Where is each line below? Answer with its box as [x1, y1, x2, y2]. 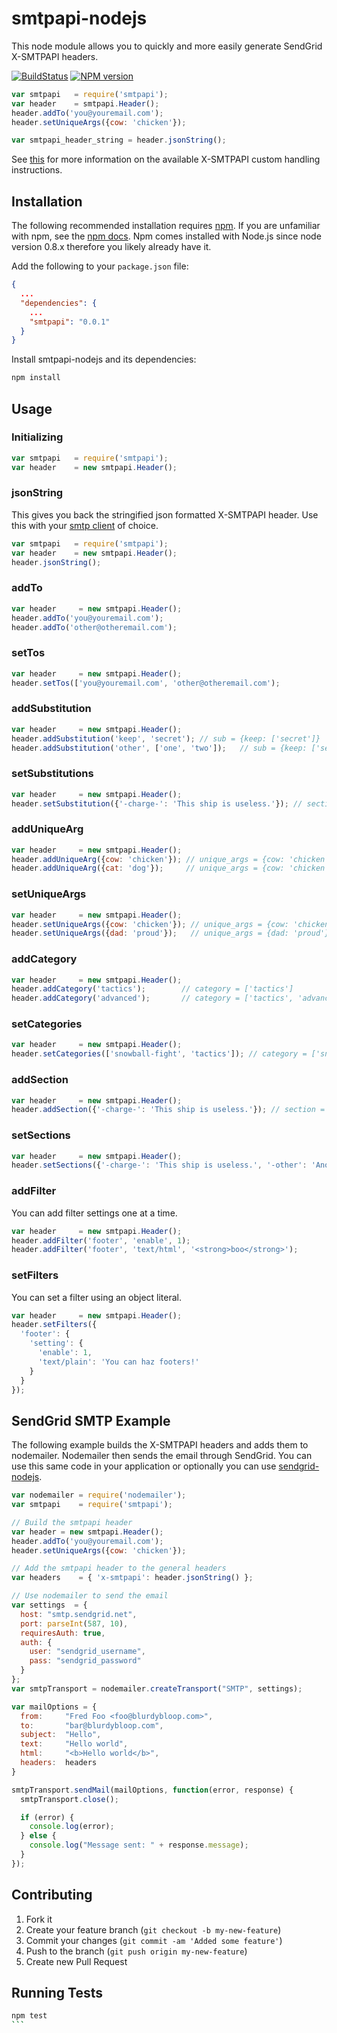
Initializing [11, 430, 64, 444]
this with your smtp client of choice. [11, 519, 159, 531]
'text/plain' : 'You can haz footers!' [37, 1357, 200, 1367]
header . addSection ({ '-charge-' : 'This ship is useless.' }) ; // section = [11, 1105, 326, 1115]
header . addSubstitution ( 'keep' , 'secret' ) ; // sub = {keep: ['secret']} [11, 733, 321, 744]
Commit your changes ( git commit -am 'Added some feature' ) [25, 1934, 283, 1946]
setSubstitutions [11, 767, 94, 781]
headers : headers [20, 1758, 98, 1768]
